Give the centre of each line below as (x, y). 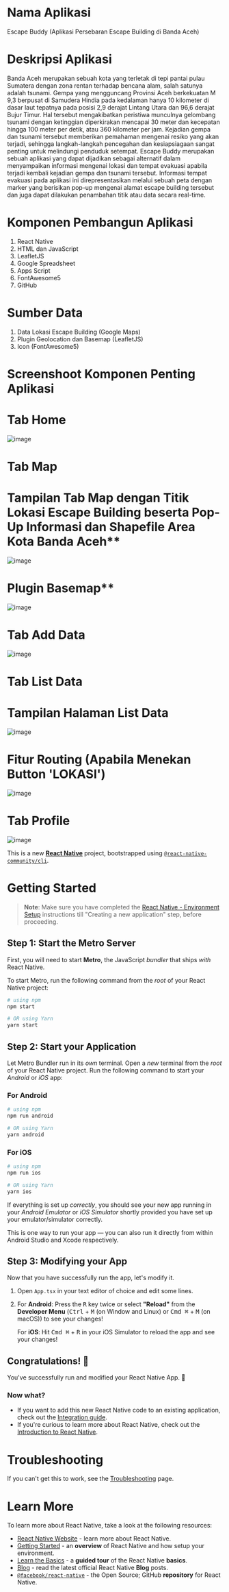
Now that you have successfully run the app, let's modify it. (91, 1278)
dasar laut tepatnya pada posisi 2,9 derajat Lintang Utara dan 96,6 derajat (111, 107)
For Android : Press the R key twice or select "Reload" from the (106, 1304)
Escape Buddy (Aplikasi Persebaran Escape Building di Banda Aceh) (103, 32)
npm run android (30, 1116)
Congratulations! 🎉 (48, 1361)
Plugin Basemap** (61, 588)
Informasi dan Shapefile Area (111, 527)
